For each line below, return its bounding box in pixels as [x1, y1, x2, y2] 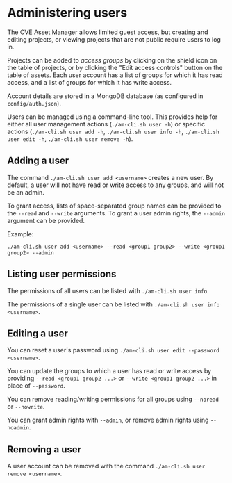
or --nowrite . [7, 402, 45, 411]
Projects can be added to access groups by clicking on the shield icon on [7, 56, 217, 64]
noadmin [7, 425, 30, 432]
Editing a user [7, 327, 68, 339]
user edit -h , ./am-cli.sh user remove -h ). [7, 134, 133, 143]
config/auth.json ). [7, 99, 61, 107]
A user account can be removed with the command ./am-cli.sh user [7, 462, 206, 470]
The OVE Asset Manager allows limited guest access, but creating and [7, 28, 208, 36]
